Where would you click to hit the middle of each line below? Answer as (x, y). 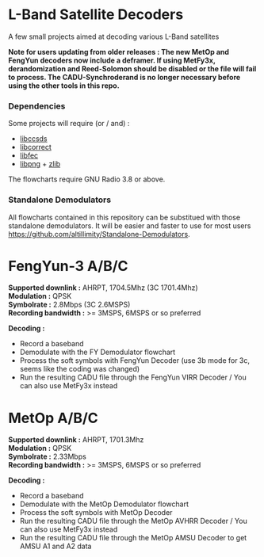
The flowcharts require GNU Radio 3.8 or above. (87, 179)
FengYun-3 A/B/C (68, 266)
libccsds (33, 139)
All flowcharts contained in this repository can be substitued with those (124, 217)
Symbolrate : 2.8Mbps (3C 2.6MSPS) (69, 305)
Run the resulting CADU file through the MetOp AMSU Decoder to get (133, 538)
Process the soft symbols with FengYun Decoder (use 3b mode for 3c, (135, 361)
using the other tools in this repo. (64, 86)
